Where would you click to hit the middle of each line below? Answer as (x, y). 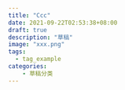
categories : (28, 67)
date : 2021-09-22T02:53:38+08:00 (63, 23)
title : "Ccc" (29, 15)
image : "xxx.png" (37, 45)
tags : (17, 52)
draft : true (28, 30)
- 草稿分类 (38, 74)
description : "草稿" (40, 37)
